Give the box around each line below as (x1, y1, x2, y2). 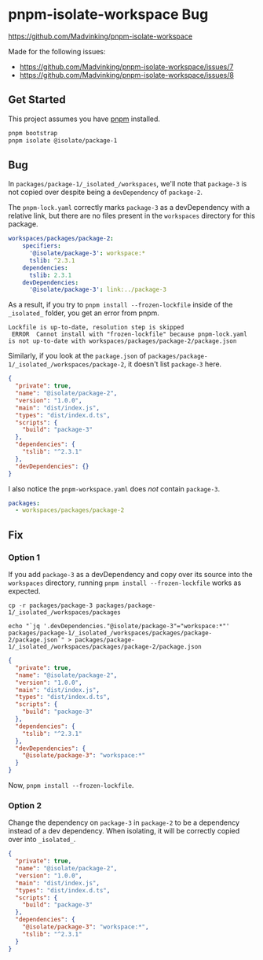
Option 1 (8, 552, 41, 563)
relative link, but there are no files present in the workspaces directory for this (8, 211, 255, 221)
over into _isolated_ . (8, 835, 76, 844)
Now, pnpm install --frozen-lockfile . (8, 781, 134, 789)
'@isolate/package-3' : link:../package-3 (28, 285, 167, 294)
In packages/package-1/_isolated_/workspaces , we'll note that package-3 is (8, 179, 247, 189)
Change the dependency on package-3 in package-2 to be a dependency (8, 818, 240, 827)
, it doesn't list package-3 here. (124, 359, 222, 369)
